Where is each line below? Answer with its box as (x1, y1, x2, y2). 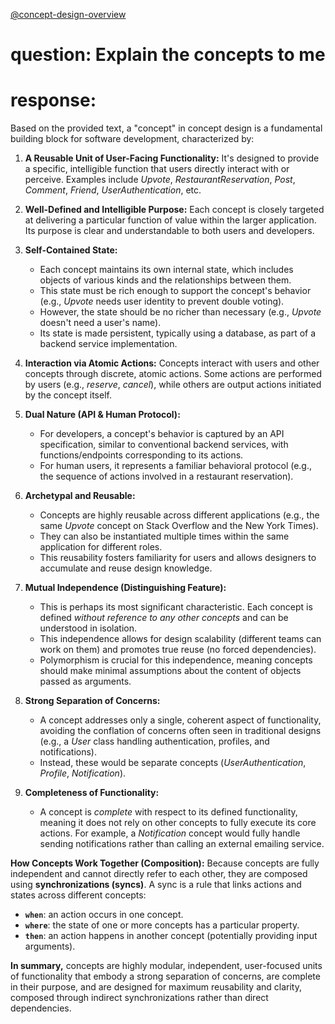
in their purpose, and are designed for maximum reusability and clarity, (10, 981, 302, 993)
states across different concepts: (10, 889, 147, 901)
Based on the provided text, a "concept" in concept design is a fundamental (10, 122, 323, 134)
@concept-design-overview (10, 9, 127, 20)
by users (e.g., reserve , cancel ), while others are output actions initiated (24, 379, 322, 391)
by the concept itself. (24, 389, 112, 401)
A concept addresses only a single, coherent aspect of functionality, (39, 714, 322, 726)
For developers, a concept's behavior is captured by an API (39, 428, 285, 440)
